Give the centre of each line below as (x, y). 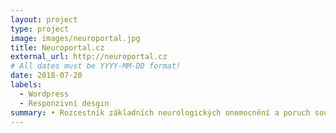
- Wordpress (44, 94)
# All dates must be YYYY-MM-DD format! (96, 66)
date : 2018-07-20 (46, 76)
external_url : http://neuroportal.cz (89, 57)
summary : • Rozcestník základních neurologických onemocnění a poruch (160, 112)
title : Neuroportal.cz (57, 47)
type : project (40, 29)
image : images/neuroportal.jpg (75, 38)
